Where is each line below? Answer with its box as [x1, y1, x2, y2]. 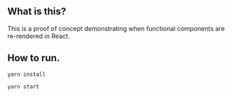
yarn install [7, 70, 46, 78]
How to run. [7, 52, 60, 64]
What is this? [7, 6, 67, 18]
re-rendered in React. [7, 32, 70, 40]
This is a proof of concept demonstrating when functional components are [7, 24, 225, 32]
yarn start [7, 83, 40, 90]
